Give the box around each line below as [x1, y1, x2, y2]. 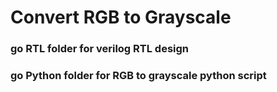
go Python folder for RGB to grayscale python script [10, 69, 267, 83]
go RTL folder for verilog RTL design [10, 42, 190, 56]
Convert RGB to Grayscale [10, 6, 232, 29]
